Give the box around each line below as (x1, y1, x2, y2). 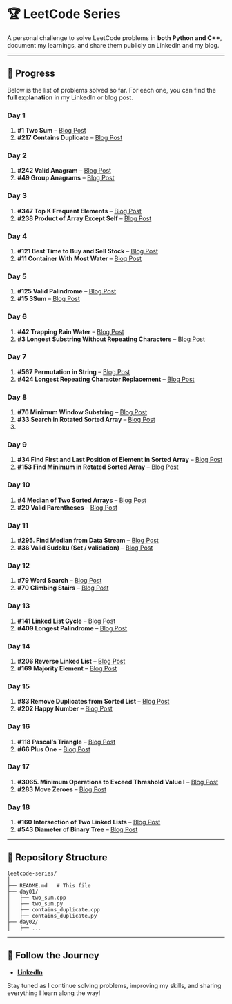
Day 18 (7, 802, 30, 812)
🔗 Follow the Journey (7, 949, 100, 961)
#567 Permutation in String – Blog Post (17, 367, 130, 376)
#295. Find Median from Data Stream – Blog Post (17, 537, 159, 545)
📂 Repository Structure (7, 851, 108, 864)
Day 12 (7, 561, 30, 570)
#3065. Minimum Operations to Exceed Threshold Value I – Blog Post (17, 778, 219, 786)
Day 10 (7, 480, 30, 490)
